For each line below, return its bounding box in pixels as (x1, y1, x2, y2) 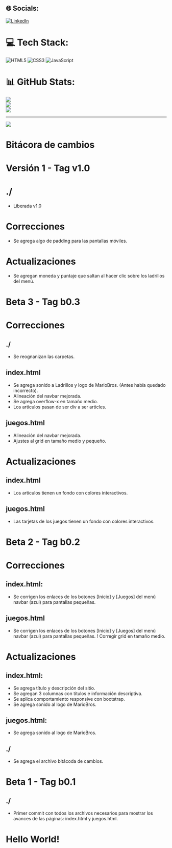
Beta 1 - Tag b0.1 (6, 776, 76, 788)
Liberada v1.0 (13, 203, 42, 209)
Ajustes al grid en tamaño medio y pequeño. (13, 438, 107, 444)
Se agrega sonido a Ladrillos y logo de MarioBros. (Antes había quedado (13, 382, 166, 388)
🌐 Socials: (6, 4, 39, 13)
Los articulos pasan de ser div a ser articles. (13, 404, 107, 410)
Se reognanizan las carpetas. (13, 353, 75, 360)
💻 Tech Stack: (6, 37, 69, 48)
